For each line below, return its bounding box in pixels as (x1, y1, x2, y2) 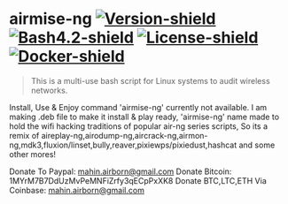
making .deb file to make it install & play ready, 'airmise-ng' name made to (9, 111, 280, 122)
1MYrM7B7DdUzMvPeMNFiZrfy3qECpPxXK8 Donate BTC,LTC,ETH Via (9, 175, 268, 185)
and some (238, 140, 276, 150)
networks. (30, 85, 68, 95)
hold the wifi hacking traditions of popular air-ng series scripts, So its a (9, 120, 269, 132)
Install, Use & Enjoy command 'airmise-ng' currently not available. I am (9, 102, 268, 112)
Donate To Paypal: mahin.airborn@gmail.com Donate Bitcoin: (9, 166, 232, 177)
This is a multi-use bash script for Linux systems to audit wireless (30, 75, 270, 86)
